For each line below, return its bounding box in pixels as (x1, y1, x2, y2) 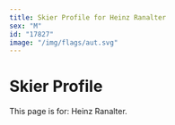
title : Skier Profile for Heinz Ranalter (9, 12, 167, 22)
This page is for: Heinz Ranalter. (9, 106, 127, 117)
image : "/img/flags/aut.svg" (9, 37, 118, 47)
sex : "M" (9, 21, 42, 30)
